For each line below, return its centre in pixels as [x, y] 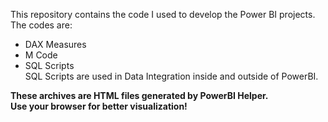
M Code [41, 55]
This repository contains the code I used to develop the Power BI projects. [163, 14]
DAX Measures [55, 44]
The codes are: [41, 25]
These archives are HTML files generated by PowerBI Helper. [139, 95]
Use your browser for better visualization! [99, 106]
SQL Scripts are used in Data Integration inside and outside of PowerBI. [171, 76]
